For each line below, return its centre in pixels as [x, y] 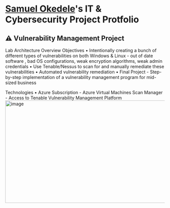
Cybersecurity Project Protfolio [72, 19]
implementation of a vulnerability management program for [84, 77]
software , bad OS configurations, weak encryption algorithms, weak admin [84, 61]
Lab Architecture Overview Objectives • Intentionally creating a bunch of [81, 50]
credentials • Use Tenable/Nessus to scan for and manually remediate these [85, 67]
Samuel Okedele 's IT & [53, 9]
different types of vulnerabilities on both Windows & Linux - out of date [79, 56]
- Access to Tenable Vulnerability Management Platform [64, 98]
